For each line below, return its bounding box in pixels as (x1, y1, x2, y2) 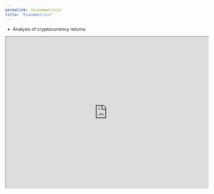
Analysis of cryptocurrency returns (12, 26, 86, 32)
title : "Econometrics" (5, 12, 53, 17)
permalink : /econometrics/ (5, 7, 62, 13)
